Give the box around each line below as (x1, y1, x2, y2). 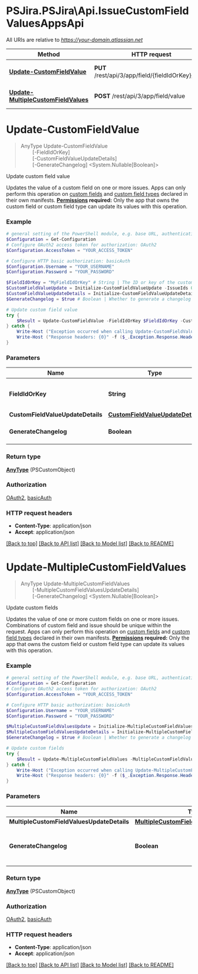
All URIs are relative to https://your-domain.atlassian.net (6, 36, 143, 43)
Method (37, 50, 60, 58)
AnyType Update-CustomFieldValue (20, 142, 108, 149)
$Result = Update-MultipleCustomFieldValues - (16, 756, 133, 762)
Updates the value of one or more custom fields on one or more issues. (6, 615, 179, 623)
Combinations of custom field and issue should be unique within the (6, 622, 171, 629)
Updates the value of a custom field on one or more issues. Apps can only (6, 184, 186, 191)
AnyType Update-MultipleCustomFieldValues (20, 580, 130, 588)
